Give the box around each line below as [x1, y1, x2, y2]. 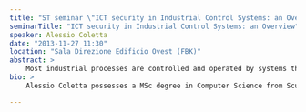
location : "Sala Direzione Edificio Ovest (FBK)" [9, 47, 202, 56]
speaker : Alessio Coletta [9, 30, 107, 39]
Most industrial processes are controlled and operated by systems [25, 65, 287, 74]
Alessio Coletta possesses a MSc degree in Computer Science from [25, 81, 283, 90]
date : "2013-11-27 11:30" [9, 38, 107, 48]
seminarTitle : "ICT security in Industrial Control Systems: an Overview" [9, 22, 300, 31]
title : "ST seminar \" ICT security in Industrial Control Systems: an [9, 13, 283, 23]
